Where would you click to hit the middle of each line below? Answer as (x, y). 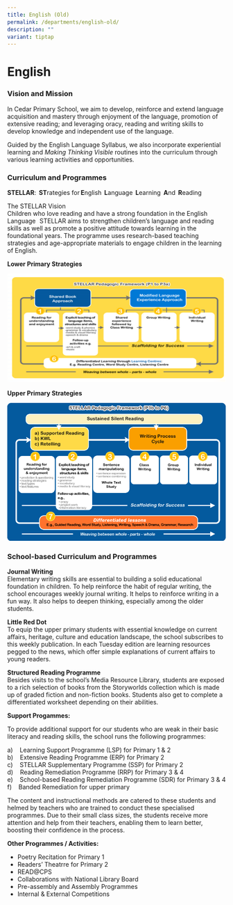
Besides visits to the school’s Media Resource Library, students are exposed (116, 680)
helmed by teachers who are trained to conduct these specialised (101, 808)
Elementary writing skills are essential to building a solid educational (105, 579)
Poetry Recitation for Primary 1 (61, 857)
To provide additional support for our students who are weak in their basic (113, 729)
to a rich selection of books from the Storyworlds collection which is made (113, 687)
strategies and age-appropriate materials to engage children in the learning (114, 243)
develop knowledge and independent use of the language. (90, 131)
